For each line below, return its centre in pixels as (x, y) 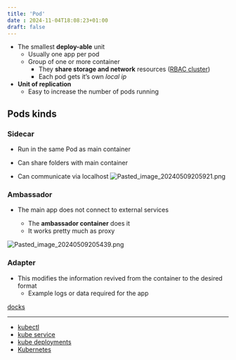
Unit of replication (44, 84)
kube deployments (44, 342)
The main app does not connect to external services (93, 210)
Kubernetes (34, 349)
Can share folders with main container (73, 163)
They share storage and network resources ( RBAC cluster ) (124, 69)
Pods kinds (32, 114)
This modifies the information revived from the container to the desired (120, 278)
